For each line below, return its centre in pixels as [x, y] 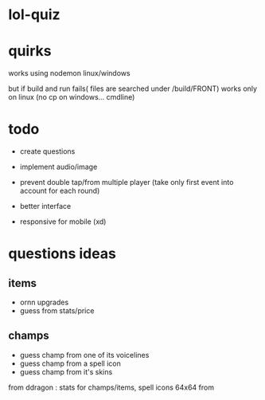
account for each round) [60, 191]
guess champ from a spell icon [70, 363]
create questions [47, 151]
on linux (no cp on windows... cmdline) [72, 97]
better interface [45, 206]
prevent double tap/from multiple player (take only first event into [127, 182]
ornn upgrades [44, 302]
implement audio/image [58, 167]
